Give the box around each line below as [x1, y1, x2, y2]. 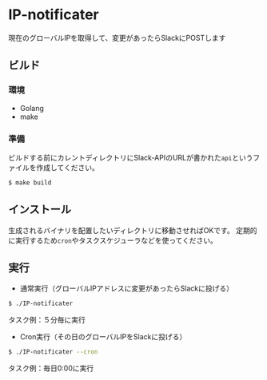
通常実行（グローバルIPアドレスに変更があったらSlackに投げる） [19, 283, 234, 293]
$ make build [8, 178, 52, 187]
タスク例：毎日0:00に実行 [8, 363, 94, 373]
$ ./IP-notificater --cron [8, 348, 98, 356]
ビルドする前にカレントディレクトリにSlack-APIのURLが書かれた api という [8, 152, 253, 162]
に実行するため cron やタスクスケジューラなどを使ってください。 [8, 236, 218, 245]
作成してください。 [35, 162, 100, 172]
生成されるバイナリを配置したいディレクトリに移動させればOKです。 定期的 [8, 225, 257, 235]
